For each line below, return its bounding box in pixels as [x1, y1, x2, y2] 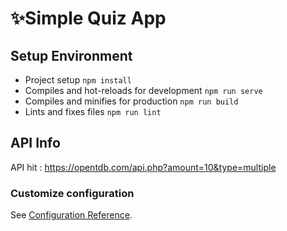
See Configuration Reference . [10, 209, 133, 221]
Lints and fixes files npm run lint [24, 106, 162, 117]
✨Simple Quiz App [10, 7, 167, 30]
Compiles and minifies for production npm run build [24, 95, 239, 107]
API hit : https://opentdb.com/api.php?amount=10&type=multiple [10, 161, 277, 173]
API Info [10, 135, 61, 152]
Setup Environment [10, 47, 133, 64]
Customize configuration [10, 186, 135, 200]
